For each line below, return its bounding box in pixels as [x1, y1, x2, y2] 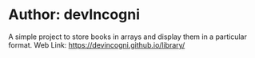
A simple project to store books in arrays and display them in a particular [8, 32, 248, 41]
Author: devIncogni [8, 6, 140, 24]
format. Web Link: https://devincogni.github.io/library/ [8, 40, 185, 49]
